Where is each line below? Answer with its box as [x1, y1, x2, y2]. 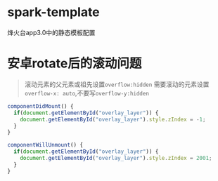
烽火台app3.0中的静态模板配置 [7, 28, 96, 36]
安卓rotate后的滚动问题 [7, 55, 142, 72]
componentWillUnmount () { [7, 142, 83, 149]
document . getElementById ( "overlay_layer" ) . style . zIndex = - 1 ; [20, 116, 206, 123]
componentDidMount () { [7, 102, 74, 109]
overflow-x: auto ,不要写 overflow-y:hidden [24, 88, 150, 97]
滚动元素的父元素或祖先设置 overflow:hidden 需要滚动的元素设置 [24, 80, 210, 88]
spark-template [7, 4, 100, 20]
